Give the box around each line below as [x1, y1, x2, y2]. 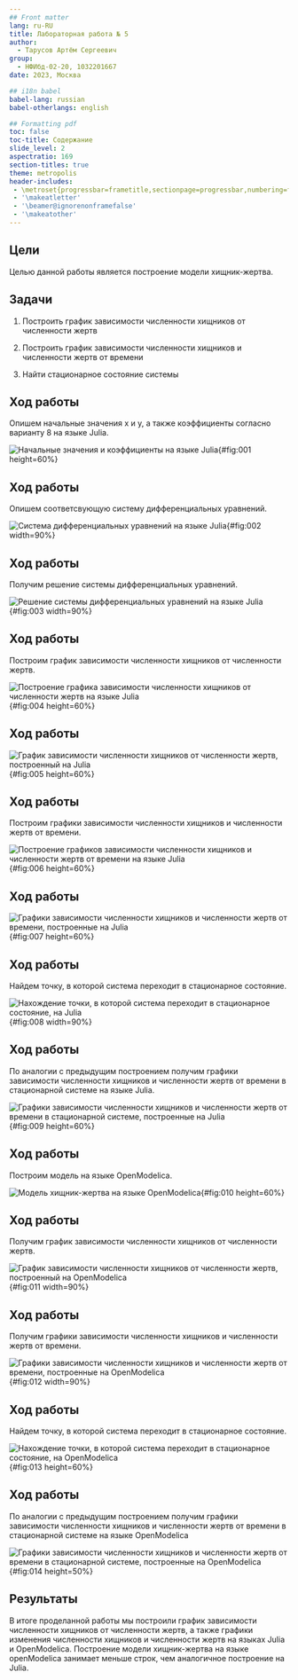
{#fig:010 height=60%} [200, 1187, 286, 1197]
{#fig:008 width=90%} [9, 1017, 93, 1027]
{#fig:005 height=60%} [9, 768, 95, 779]
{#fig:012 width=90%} [9, 1377, 91, 1387]
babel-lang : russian [9, 95, 86, 104]
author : [9, 37, 38, 47]
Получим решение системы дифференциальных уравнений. [9, 578, 238, 590]
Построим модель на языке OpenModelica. [9, 1170, 173, 1181]
